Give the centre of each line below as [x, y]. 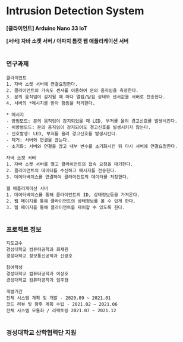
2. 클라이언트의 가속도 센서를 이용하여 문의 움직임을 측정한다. [72, 91]
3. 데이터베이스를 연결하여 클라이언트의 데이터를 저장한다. [68, 177]
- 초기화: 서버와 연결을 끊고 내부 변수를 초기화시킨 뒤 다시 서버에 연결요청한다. [92, 146]
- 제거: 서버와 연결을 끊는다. [38, 140]
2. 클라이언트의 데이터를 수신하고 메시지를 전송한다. [61, 170]
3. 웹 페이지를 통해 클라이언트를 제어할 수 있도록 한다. [66, 207]
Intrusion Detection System [75, 11]
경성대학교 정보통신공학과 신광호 [40, 256]
